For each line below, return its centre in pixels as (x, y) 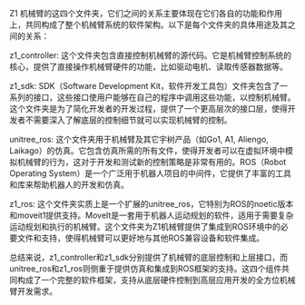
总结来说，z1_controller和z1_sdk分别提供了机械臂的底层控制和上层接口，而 (149, 257)
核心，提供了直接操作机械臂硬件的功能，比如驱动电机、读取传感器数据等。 (148, 67)
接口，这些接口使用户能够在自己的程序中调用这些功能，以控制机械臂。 (164, 97)
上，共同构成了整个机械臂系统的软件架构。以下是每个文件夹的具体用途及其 (148, 25)
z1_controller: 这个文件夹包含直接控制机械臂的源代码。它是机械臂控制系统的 (151, 55)
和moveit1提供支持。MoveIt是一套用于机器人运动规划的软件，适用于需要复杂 (152, 215)
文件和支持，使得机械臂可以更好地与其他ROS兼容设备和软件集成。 (141, 238)
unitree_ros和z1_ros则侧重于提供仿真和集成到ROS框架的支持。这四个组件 (146, 269)
